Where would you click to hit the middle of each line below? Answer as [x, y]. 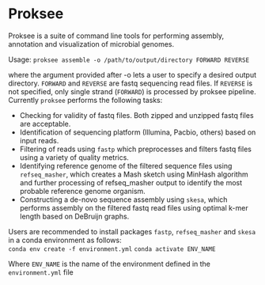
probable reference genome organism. [83, 191]
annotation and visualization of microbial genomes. [91, 44]
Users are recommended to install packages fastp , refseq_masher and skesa [132, 231]
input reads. [39, 140]
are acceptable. [45, 123]
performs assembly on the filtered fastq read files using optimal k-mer [134, 207]
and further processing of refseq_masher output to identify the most [131, 182]
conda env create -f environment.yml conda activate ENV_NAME [112, 249]
